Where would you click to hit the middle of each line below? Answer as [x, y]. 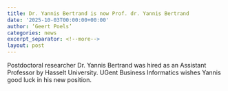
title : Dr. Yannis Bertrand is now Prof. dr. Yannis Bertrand [98, 13]
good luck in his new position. [49, 80]
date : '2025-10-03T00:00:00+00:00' [58, 20]
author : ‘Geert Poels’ [40, 26]
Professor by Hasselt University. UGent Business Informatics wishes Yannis [114, 72]
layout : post [26, 45]
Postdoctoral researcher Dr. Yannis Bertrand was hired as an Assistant [107, 65]
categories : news [32, 33]
